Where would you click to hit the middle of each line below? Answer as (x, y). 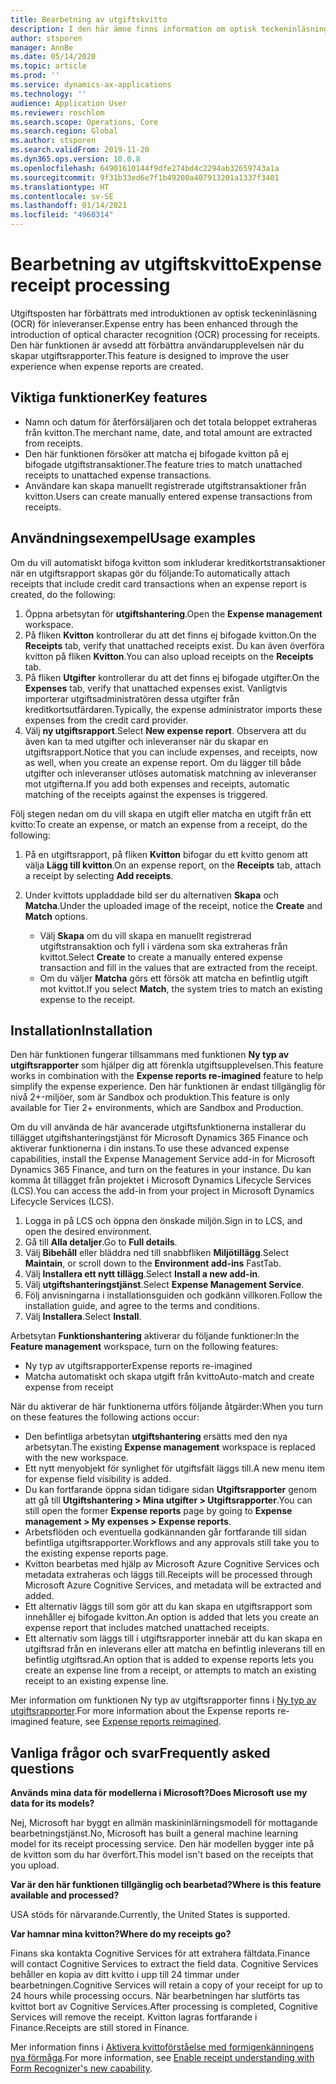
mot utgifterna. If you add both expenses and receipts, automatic (157, 783)
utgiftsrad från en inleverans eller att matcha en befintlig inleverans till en (175, 1649)
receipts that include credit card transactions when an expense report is (158, 583)
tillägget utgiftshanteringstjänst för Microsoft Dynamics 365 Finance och (159, 1138)
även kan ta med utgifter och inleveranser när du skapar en (146, 741)
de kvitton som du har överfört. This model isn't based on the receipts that (162, 1855)
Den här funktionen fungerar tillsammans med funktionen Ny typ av (150, 1055)
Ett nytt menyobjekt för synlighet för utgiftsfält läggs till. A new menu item (175, 1468)
